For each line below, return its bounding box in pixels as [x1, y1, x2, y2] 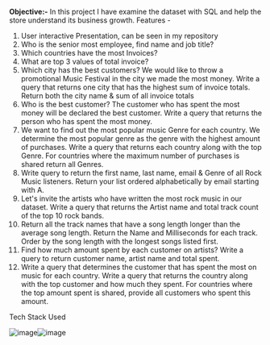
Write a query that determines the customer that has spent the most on [20, 262, 257, 272]
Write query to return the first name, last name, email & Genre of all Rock [20, 168, 263, 177]
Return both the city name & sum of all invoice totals [20, 91, 194, 100]
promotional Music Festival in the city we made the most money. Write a [20, 74, 260, 83]
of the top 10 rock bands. [20, 211, 104, 220]
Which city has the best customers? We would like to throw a [20, 65, 224, 75]
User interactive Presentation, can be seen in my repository [20, 31, 218, 40]
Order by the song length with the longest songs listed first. [20, 237, 218, 246]
